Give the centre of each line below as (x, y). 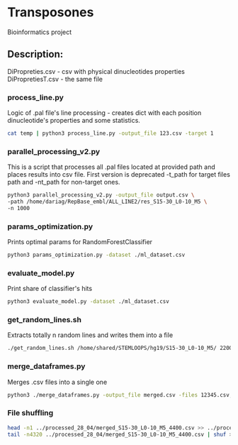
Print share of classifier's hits (50, 289)
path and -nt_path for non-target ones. (64, 182)
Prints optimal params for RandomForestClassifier (80, 242)
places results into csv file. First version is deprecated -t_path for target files (119, 175)
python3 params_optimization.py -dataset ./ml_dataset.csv (96, 255)
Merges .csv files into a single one (57, 382)
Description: (35, 54)
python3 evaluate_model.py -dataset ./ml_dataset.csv (89, 302)
